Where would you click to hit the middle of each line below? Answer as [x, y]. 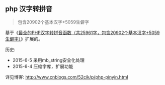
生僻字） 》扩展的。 [24, 38]
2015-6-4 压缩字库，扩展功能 [43, 66]
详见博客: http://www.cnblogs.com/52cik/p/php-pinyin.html [67, 77]
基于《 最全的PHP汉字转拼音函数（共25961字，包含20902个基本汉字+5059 [82, 32]
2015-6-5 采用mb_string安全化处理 [48, 60]
